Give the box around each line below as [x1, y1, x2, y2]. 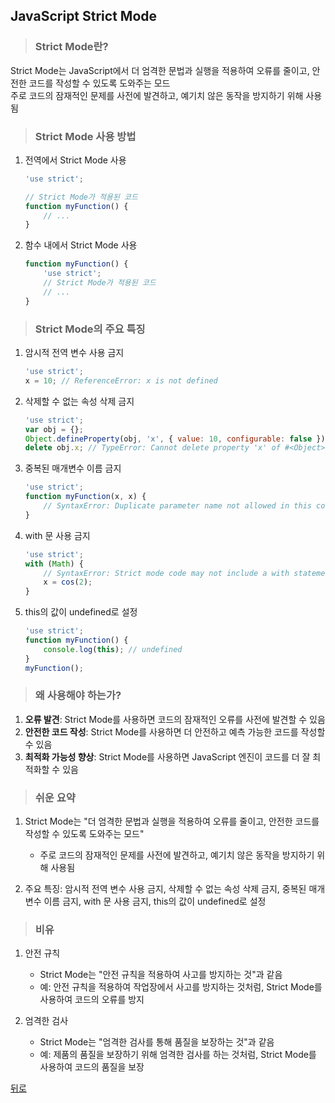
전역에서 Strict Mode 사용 [24, 154, 127, 166]
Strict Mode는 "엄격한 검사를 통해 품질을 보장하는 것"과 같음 [39, 1036, 275, 1048]
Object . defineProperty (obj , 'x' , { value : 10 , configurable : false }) [24, 434, 326, 444]
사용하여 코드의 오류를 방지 [39, 994, 145, 1006]
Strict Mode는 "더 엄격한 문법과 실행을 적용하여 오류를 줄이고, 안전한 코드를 [24, 815, 320, 828]
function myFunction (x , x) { [24, 492, 147, 502]
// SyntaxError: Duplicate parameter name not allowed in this [43, 501, 312, 511]
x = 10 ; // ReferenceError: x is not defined [24, 375, 218, 386]
